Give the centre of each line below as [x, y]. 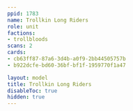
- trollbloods [28, 40]
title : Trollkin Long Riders [49, 84]
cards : [17, 53]
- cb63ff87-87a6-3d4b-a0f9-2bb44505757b [67, 59]
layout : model [28, 78]
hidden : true [26, 97]
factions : [22, 33]
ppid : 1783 [23, 14]
